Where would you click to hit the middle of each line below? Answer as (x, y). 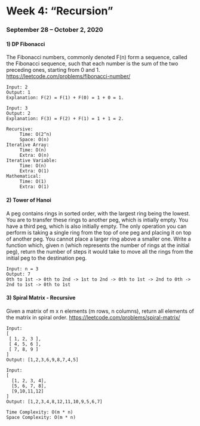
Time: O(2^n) (36, 135)
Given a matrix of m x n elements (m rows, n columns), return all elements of (100, 311)
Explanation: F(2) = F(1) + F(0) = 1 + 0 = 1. (65, 98)
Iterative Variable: (32, 161)
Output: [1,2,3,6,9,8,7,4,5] (42, 360)
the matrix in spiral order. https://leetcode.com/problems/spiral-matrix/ (93, 317)
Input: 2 (17, 87)
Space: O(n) (34, 140)
